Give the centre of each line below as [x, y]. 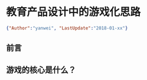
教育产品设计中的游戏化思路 [73, 12]
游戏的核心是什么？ [41, 70]
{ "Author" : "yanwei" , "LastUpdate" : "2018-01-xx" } [67, 28]
